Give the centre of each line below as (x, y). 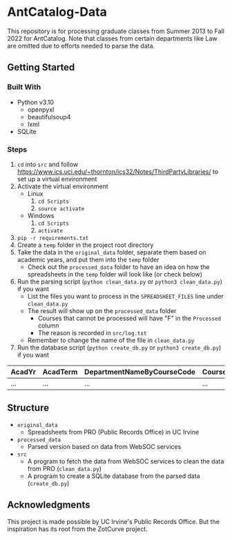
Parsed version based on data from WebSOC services (104, 446)
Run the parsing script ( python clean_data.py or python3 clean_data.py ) (120, 281)
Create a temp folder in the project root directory (85, 245)
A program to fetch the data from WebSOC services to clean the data (126, 461)
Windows (41, 215)
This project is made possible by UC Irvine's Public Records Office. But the (113, 521)
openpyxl (41, 109)
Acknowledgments (49, 505)
